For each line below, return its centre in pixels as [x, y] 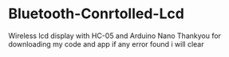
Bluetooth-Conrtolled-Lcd [97, 14]
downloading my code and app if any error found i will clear [106, 44]
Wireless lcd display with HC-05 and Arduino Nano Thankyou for [115, 36]
